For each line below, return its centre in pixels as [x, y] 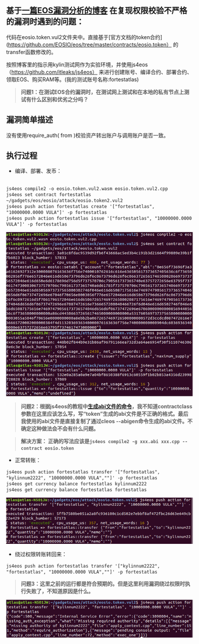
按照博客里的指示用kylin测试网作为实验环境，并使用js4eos [77, 65]
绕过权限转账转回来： [41, 554]
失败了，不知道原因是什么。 [60, 591]
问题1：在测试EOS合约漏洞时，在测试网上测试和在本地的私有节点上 [102, 92]
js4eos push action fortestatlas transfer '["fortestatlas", [83, 472]
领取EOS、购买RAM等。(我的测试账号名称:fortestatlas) [73, 79]
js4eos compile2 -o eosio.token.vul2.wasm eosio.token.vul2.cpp [87, 189]
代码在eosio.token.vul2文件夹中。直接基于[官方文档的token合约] [84, 37]
